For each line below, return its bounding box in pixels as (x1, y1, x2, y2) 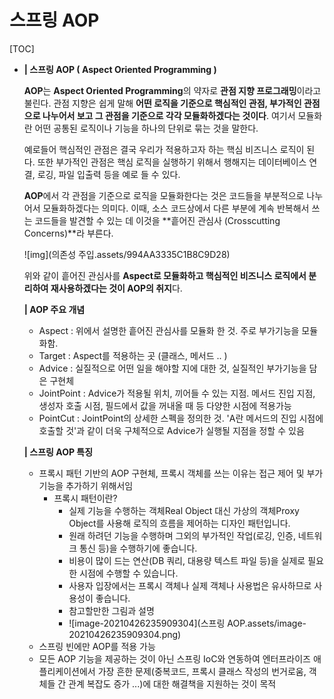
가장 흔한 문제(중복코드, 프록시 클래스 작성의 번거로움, (97, 665, 307, 677)
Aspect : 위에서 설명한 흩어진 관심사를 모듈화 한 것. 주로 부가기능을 (38, 324, 300, 336)
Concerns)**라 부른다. (23, 227, 114, 239)
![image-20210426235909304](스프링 (68, 617, 226, 629)
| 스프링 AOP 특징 (23, 446, 94, 458)
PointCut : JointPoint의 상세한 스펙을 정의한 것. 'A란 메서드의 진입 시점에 (38, 412, 324, 424)
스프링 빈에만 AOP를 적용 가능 (38, 640, 156, 652)
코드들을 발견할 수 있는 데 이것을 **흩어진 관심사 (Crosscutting (34, 214, 281, 226)
